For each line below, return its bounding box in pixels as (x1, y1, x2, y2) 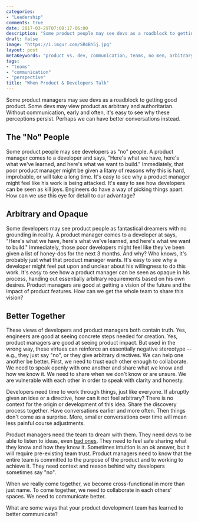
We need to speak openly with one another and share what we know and (6, 364, 183, 371)
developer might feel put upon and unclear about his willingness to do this (6, 262, 186, 270)
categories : (6, 8, 35, 15)
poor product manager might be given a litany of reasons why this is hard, (6, 167, 186, 174)
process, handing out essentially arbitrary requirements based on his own (6, 275, 185, 282)
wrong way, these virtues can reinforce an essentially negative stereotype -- (6, 345, 192, 352)
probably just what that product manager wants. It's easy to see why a (6, 256, 177, 263)
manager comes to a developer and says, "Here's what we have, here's (6, 154, 180, 161)
